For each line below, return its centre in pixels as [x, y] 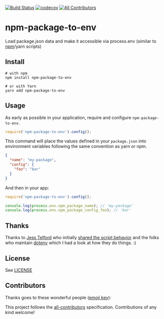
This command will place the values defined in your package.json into [76, 141]
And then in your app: [27, 188]
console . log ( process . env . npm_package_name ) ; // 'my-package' [69, 206]
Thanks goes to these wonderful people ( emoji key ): [58, 297]
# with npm [16, 73]
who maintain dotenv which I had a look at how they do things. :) [71, 243]
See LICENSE [19, 270]
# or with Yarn [21, 86]
